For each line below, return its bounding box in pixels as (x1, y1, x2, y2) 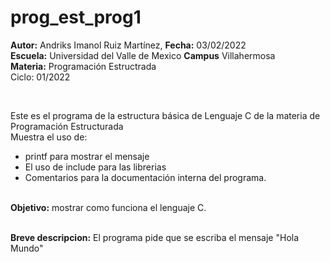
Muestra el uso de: (10, 131, 88, 143)
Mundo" (10, 242, 44, 254)
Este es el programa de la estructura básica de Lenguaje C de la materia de (10, 109, 321, 121)
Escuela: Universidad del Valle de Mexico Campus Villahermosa (10, 49, 276, 61)
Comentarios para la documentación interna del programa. (24, 171, 267, 183)
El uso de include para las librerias (24, 161, 167, 173)
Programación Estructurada (10, 120, 124, 132)
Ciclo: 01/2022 (10, 71, 71, 83)
